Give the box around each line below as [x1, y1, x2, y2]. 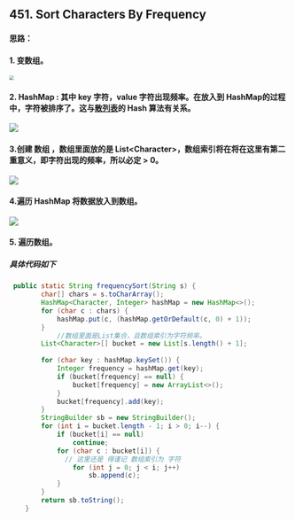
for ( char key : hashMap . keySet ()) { [41, 356, 180, 365]
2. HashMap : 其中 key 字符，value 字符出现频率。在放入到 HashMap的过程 [9, 91, 286, 102]
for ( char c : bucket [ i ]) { [56, 447, 161, 455]
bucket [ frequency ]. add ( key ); [56, 397, 165, 406]
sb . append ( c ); [88, 471, 141, 480]
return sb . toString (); [41, 496, 125, 505]
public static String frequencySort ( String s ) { [12, 282, 197, 291]
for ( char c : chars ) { [41, 306, 128, 315]
